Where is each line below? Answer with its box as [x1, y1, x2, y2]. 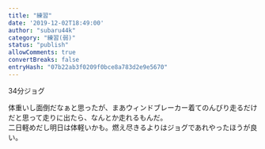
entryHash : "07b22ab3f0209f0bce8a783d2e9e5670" [8, 63, 168, 71]
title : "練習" [8, 11, 53, 20]
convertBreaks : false [8, 56, 80, 64]
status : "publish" [8, 41, 69, 49]
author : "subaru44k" [8, 26, 77, 34]
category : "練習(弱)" [8, 33, 76, 42]
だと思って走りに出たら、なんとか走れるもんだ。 [8, 113, 168, 122]
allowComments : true [8, 48, 77, 56]
